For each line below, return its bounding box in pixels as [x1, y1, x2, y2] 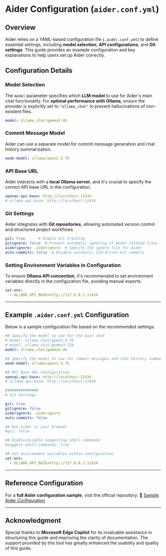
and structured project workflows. [5, 226, 75, 232]
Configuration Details [5, 66, 73, 75]
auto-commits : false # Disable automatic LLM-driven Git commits [5, 250, 145, 255]
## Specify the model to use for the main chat [5, 334, 105, 338]
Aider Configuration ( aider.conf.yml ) [5, 3, 160, 15]
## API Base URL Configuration [5, 370, 70, 375]
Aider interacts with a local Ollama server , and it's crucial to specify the [5, 179, 152, 185]
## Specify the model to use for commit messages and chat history [5, 356, 147, 361]
